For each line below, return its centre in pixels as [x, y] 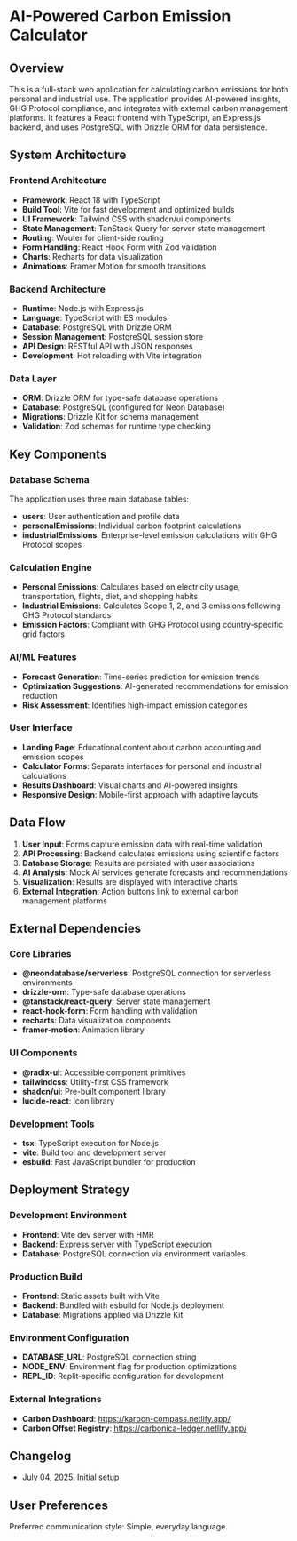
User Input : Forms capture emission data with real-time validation [142, 844]
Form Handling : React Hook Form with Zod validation [119, 247]
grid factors [43, 634]
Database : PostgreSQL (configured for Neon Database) [124, 407]
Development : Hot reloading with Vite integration [112, 355]
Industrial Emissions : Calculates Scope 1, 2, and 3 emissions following [151, 606]
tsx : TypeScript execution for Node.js [90, 1143]
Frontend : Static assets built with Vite [90, 1296]
